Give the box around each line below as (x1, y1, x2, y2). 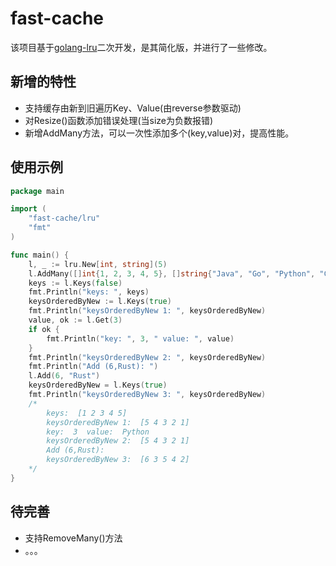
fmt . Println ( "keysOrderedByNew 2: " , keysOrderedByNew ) (28, 352, 267, 362)
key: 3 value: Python (46, 427, 150, 437)
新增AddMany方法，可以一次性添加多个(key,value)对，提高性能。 (24, 127, 295, 139)
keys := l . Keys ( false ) (28, 278, 123, 288)
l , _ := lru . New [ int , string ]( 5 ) (28, 259, 168, 269)
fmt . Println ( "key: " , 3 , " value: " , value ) (46, 333, 235, 344)
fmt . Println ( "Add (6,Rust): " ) (28, 362, 159, 372)
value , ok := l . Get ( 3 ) (28, 315, 123, 326)
